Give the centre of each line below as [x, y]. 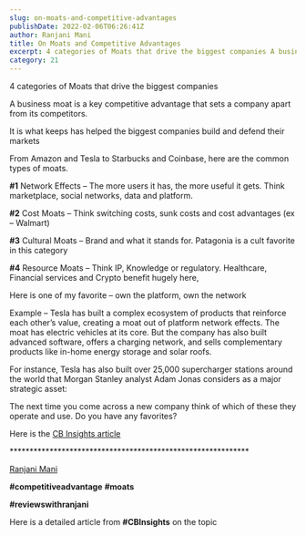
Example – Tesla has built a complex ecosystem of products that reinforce [148, 313]
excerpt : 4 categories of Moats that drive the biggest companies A [142, 52]
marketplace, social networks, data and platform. [101, 196]
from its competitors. [49, 113]
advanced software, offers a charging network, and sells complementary [146, 342]
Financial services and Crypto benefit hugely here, [104, 278]
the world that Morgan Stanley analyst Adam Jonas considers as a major [146, 379]
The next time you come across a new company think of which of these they [153, 406]
